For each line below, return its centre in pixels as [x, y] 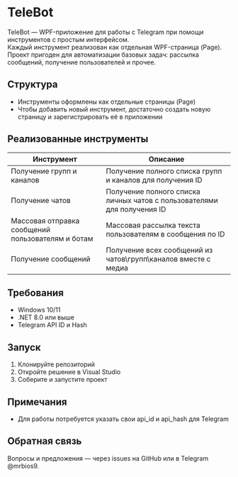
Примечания [37, 402]
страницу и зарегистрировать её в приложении [90, 116]
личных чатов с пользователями [162, 200]
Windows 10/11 [39, 310]
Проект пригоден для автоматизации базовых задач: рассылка [103, 55]
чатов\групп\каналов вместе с [158, 258]
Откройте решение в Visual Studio [69, 372]
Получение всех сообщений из [159, 250]
